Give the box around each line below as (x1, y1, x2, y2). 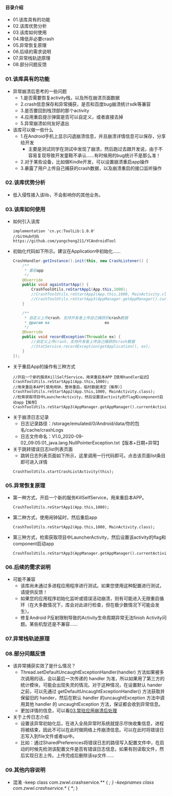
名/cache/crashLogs (20, 426, 64, 433)
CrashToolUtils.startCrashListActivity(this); (12, 469, 114, 474)
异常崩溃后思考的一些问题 (12, 88, 67, 94)
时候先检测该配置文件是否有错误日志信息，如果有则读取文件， (29, 746, 160, 752)
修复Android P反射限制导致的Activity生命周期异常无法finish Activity (20, 615, 162, 621)
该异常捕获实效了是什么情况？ (12, 663, 76, 669)
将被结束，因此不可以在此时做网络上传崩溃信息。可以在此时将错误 (20, 727, 160, 733)
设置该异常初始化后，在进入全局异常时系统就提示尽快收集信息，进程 (20, 720, 164, 727)
